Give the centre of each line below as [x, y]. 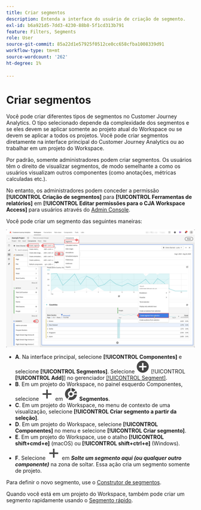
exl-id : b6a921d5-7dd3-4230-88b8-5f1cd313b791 [65, 25]
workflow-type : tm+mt [33, 51]
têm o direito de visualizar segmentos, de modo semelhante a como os [93, 166]
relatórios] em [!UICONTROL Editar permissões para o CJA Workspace [96, 203]
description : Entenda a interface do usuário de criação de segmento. [96, 19]
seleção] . [27, 418]
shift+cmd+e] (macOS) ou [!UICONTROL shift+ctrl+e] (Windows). [98, 443]
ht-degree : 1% [24, 63]
